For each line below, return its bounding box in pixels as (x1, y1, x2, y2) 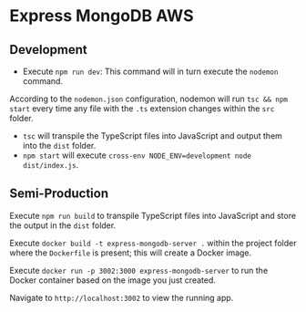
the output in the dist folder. (9, 220, 117, 231)
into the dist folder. (22, 140, 97, 151)
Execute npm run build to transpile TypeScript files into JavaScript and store (9, 210, 297, 221)
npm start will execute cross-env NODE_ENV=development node (22, 150, 252, 161)
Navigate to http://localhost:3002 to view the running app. (9, 292, 234, 303)
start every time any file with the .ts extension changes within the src (9, 103, 275, 114)
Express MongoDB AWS (9, 5, 194, 26)
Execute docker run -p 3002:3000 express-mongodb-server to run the (9, 265, 269, 276)
